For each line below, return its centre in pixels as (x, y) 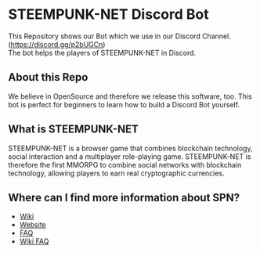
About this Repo (48, 77)
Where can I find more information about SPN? (124, 197)
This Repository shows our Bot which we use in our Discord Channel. (119, 36)
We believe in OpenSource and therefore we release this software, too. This (130, 96)
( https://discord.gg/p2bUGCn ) (57, 44)
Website (33, 225)
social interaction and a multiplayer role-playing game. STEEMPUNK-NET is (130, 156)
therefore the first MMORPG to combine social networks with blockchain (125, 164)
